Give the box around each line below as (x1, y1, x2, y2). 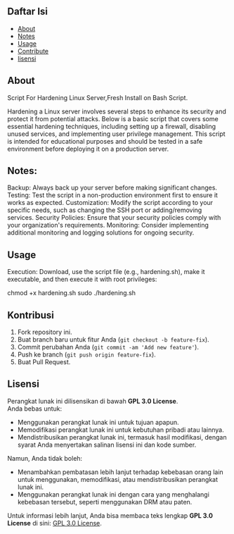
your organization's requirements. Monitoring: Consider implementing (7, 221, 209, 230)
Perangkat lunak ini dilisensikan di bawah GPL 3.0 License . (7, 397, 178, 405)
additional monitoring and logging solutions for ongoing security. (7, 228, 195, 237)
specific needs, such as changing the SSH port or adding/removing (7, 206, 202, 214)
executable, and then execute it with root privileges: (7, 275, 157, 284)
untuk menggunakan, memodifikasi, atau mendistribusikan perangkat (17, 475, 219, 483)
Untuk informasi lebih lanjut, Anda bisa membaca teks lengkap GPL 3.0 (7, 511, 213, 520)
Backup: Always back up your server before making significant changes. (7, 183, 218, 192)
